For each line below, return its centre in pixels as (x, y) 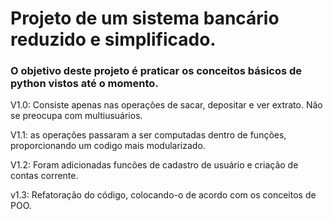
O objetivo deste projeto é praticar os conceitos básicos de (156, 71)
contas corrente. (44, 176)
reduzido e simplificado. (113, 39)
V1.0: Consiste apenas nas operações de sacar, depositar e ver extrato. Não (166, 105)
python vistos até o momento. (84, 84)
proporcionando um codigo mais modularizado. (108, 146)
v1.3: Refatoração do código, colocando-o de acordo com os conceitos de (163, 195)
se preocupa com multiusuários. (76, 116)
